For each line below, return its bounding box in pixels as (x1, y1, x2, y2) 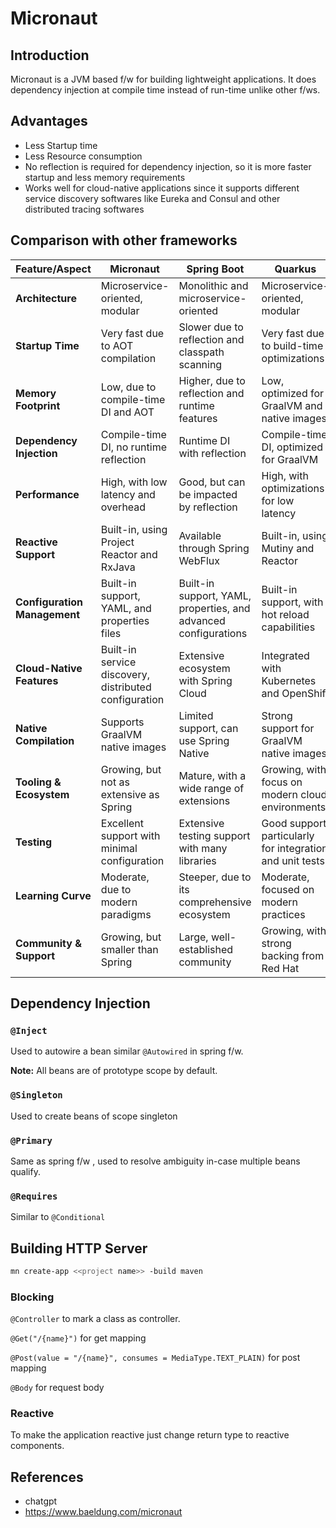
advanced (178, 613, 226, 627)
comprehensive (178, 895, 252, 909)
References (10, 1468, 84, 1486)
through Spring (178, 541, 250, 555)
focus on (261, 775, 303, 789)
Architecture (15, 291, 77, 305)
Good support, (261, 816, 330, 830)
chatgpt (24, 1495, 58, 1507)
